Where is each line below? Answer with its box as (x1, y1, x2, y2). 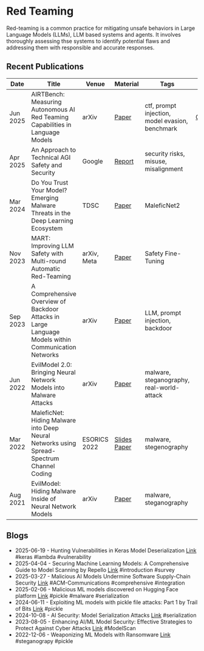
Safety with (31, 249, 64, 257)
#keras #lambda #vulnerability (15, 553, 92, 560)
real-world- (144, 383, 180, 391)
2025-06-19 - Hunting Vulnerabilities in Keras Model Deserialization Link (15, 547, 197, 554)
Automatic (31, 264, 61, 272)
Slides (114, 435, 132, 443)
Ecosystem (31, 224, 63, 232)
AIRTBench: (31, 90, 65, 98)
